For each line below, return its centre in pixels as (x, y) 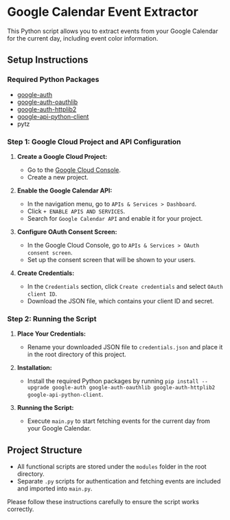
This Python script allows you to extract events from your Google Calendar (113, 31)
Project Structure (45, 450)
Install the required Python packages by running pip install (113, 381)
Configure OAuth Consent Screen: (67, 232)
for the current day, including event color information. (83, 38)
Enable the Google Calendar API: (65, 191)
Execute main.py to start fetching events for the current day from (119, 421)
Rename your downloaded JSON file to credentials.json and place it (125, 347)
